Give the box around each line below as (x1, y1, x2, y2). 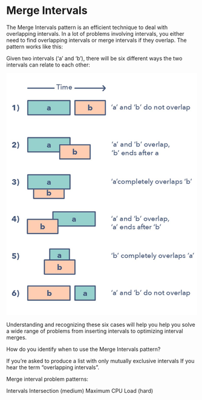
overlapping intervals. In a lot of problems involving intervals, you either (6, 30, 184, 37)
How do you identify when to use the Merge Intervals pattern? (6, 346, 161, 353)
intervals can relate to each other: (6, 61, 91, 68)
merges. (6, 333, 27, 341)
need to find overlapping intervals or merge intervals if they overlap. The (6, 36, 187, 44)
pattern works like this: (6, 43, 64, 50)
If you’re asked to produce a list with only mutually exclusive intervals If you (6, 357, 195, 364)
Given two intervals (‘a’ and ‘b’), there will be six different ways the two (6, 54, 183, 62)
